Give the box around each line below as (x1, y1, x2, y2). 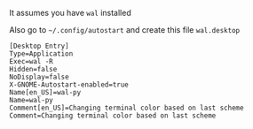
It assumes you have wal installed (9, 8, 131, 18)
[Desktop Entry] (9, 42, 69, 50)
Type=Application (9, 49, 74, 58)
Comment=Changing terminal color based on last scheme (9, 111, 217, 120)
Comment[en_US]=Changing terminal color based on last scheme (9, 103, 244, 112)
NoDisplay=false (9, 72, 69, 81)
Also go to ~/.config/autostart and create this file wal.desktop (9, 25, 241, 34)
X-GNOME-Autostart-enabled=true (9, 80, 129, 89)
